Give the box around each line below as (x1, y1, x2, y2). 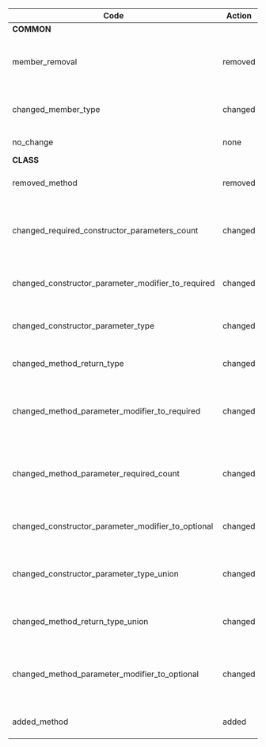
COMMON (12, 24, 51, 34)
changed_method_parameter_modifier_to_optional (12, 668, 199, 680)
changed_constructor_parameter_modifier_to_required (12, 278, 215, 288)
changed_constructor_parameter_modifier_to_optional (12, 521, 214, 531)
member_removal (12, 56, 78, 67)
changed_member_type (12, 104, 101, 114)
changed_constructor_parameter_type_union (12, 568, 180, 579)
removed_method (12, 178, 78, 188)
